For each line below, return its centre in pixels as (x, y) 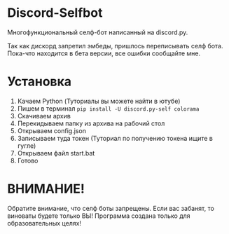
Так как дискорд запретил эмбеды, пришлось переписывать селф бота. (115, 46)
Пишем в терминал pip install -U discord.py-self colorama (108, 108)
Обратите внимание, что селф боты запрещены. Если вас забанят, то (111, 208)
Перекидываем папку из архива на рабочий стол (91, 123)
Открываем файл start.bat (56, 153)
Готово (28, 160)
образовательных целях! (44, 223)
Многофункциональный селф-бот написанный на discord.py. (98, 32)
